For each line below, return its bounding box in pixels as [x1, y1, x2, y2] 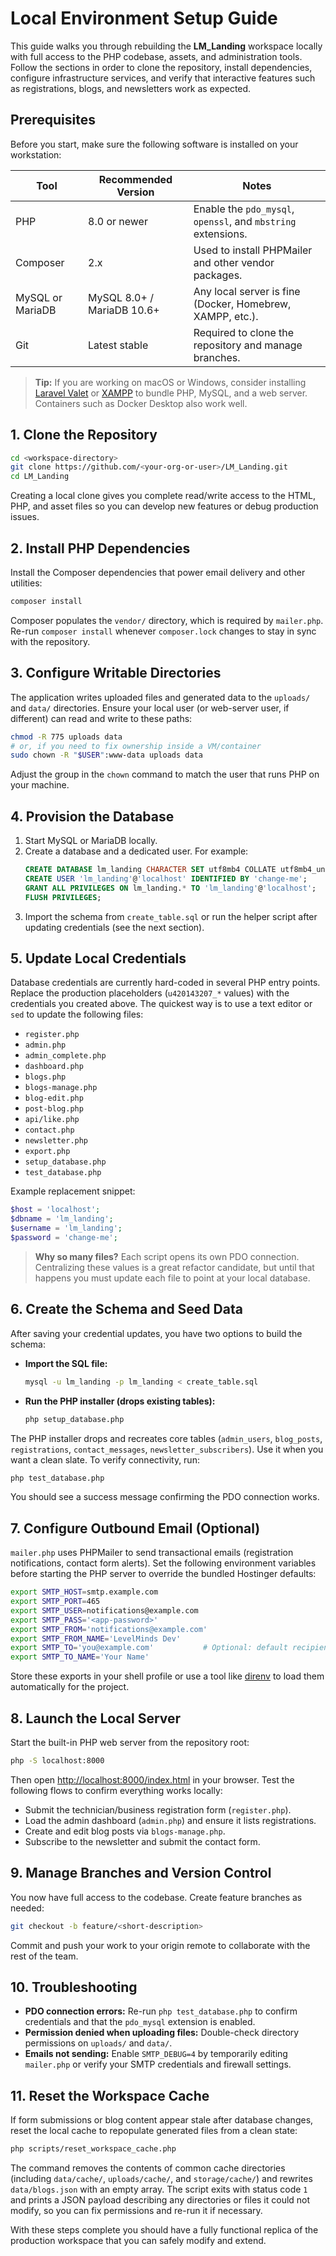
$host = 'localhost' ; [10, 1205, 101, 1215]
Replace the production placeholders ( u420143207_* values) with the [10, 987, 290, 999]
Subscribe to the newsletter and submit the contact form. [24, 1835, 261, 1847]
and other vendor [193, 255, 275, 269]
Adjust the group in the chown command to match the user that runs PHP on [10, 768, 320, 781]
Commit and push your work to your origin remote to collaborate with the [10, 1939, 311, 1951]
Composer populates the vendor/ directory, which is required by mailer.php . [10, 614, 324, 626]
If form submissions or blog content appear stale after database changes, [10, 2114, 314, 2126]
